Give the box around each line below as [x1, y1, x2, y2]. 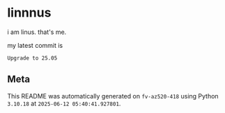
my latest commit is [7, 41, 63, 49]
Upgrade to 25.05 [7, 54, 58, 62]
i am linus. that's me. [7, 28, 67, 36]
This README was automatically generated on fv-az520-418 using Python [7, 92, 219, 100]
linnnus [7, 5, 52, 21]
